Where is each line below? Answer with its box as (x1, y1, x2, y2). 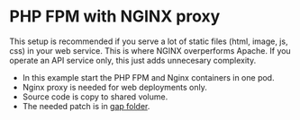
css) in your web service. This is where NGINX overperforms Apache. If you (9, 45, 291, 56)
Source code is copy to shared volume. (22, 91, 168, 102)
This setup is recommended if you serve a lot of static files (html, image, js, (9, 36, 288, 47)
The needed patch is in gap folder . (22, 100, 150, 111)
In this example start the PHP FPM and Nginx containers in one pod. (22, 72, 275, 82)
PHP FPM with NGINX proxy (9, 6, 221, 27)
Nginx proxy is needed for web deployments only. (22, 81, 207, 92)
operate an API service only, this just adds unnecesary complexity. (9, 55, 257, 65)
